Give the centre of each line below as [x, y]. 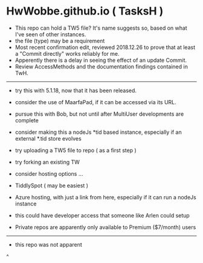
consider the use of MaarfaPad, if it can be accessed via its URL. [95, 102]
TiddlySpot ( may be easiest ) [52, 185]
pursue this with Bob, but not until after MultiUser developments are [99, 114]
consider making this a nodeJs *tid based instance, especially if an [98, 132]
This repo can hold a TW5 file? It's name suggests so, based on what [101, 28]
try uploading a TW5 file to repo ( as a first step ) [76, 150]
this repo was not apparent [49, 244]
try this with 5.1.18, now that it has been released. [76, 90]
